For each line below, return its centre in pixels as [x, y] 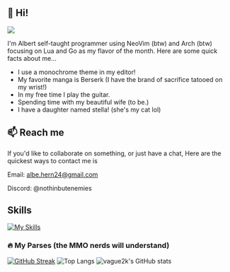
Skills [19, 210]
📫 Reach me [36, 132]
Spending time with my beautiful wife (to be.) [83, 102]
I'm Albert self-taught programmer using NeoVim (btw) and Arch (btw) [110, 43]
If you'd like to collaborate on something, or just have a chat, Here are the [114, 153]
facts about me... [32, 58]
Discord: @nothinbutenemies [50, 188]
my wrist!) [32, 87]
